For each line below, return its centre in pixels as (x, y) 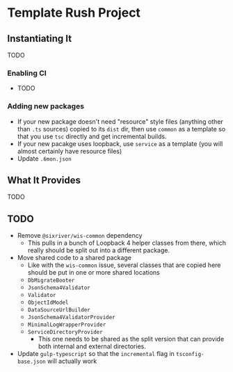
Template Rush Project (74, 13)
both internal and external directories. (92, 346)
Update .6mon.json (44, 159)
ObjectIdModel (48, 303)
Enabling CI (27, 73)
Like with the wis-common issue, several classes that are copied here (124, 265)
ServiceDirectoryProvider (65, 332)
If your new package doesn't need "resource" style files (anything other (120, 121)
